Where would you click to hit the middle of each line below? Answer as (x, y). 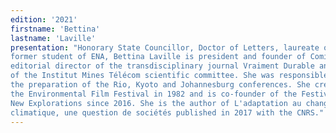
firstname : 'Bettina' (55, 29)
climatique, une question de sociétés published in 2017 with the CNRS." (167, 112)
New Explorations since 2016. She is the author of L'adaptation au (156, 103)
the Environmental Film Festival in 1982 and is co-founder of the (154, 94)
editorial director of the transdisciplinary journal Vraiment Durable (162, 66)
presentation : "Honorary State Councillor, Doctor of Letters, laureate (165, 47)
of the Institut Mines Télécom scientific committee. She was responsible (169, 76)
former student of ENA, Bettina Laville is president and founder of (158, 57)
